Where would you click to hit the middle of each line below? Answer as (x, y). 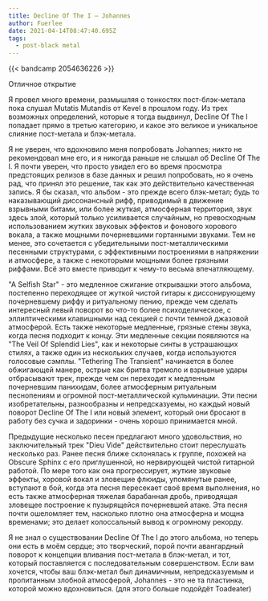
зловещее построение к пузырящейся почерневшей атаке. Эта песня (128, 505)
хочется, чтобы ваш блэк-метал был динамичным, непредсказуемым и (131, 572)
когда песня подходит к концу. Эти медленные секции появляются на (129, 336)
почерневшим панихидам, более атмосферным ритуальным (112, 387)
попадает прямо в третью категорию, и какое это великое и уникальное (133, 125)
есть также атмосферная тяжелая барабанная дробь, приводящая (123, 497)
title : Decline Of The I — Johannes (69, 16)
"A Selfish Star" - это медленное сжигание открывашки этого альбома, (130, 284)
